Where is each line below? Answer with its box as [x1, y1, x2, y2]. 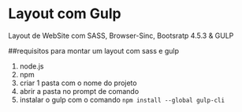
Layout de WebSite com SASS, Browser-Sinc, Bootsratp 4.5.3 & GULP [8, 31, 234, 40]
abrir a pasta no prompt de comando [19, 86, 140, 95]
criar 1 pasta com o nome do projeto [19, 78, 137, 88]
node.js [19, 61, 45, 71]
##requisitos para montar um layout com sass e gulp [8, 46, 180, 55]
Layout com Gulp [8, 5, 121, 23]
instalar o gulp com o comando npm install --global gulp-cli [19, 95, 225, 104]
